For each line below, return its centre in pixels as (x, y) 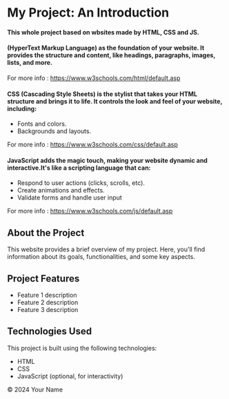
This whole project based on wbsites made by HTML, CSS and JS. (103, 32)
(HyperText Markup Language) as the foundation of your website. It (106, 48)
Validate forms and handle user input (69, 197)
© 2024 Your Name (35, 389)
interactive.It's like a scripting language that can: (79, 168)
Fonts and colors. (42, 124)
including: (22, 108)
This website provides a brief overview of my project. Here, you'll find (106, 249)
